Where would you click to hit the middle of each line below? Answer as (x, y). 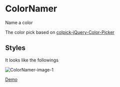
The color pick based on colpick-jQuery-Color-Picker (60, 32)
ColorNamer (31, 9)
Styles (15, 48)
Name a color (19, 22)
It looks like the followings (32, 60)
